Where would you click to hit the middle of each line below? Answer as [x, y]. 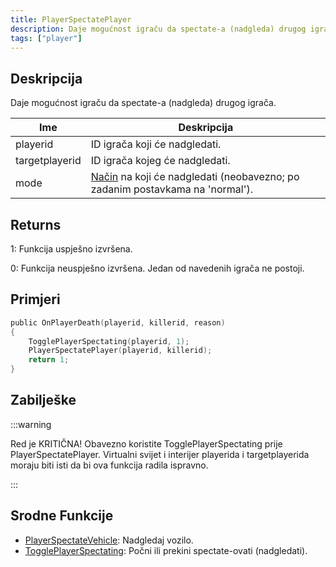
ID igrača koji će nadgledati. [156, 144]
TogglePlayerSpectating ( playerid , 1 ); [109, 341]
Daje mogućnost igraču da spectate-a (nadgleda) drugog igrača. [143, 103]
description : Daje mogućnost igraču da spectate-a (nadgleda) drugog [158, 29]
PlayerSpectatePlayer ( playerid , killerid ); [120, 351]
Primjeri [35, 299]
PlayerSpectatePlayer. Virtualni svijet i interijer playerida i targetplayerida [160, 454]
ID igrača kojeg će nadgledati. [160, 161]
